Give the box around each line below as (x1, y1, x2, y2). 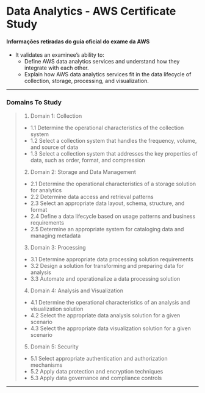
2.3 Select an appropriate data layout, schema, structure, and (30, 200, 185, 207)
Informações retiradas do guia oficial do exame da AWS (6, 38, 150, 45)
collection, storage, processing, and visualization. (24, 78, 149, 85)
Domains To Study (6, 98, 62, 107)
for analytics (30, 186, 62, 193)
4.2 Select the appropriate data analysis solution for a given (30, 311, 181, 319)
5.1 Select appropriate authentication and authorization (30, 355, 168, 362)
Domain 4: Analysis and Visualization (30, 287, 124, 294)
